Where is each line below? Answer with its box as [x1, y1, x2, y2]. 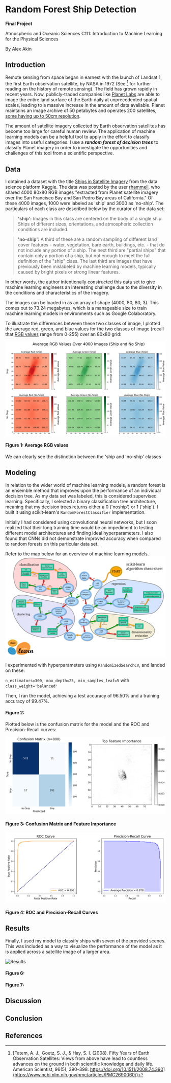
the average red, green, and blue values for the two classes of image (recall [5, 326, 164, 332]
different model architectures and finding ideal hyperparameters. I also [5, 530, 154, 536]
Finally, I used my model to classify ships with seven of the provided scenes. [5, 937, 166, 944]
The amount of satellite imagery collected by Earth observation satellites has [5, 123, 166, 129]
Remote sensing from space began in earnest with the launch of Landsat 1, [5, 74, 162, 80]
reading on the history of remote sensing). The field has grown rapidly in [5, 86, 157, 92]
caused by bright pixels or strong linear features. [17, 269, 120, 275]
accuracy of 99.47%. [5, 698, 50, 704]
